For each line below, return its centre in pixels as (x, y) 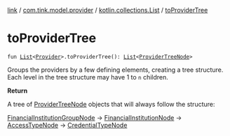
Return (18, 91)
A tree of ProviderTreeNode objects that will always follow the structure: (111, 104)
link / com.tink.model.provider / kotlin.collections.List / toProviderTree (108, 10)
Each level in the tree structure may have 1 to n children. (88, 77)
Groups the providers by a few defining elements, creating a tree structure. (115, 70)
